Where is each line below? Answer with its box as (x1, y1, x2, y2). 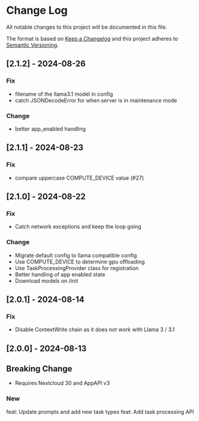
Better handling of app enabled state (14, 271, 105, 278)
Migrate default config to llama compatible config (14, 252, 137, 259)
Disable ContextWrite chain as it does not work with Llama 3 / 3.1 (14, 326, 175, 333)
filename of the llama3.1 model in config (14, 90, 113, 98)
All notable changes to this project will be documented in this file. (6, 23, 168, 31)
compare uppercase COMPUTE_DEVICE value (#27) (14, 174, 144, 181)
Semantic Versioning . (6, 41, 59, 49)
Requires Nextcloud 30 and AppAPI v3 (14, 380, 110, 387)
